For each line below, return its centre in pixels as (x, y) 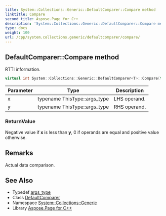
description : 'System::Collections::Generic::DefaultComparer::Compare (80, 23)
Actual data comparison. (30, 165)
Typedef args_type (31, 192)
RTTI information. (23, 69)
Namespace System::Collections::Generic (55, 203)
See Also (19, 181)
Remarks (19, 153)
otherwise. (16, 137)
